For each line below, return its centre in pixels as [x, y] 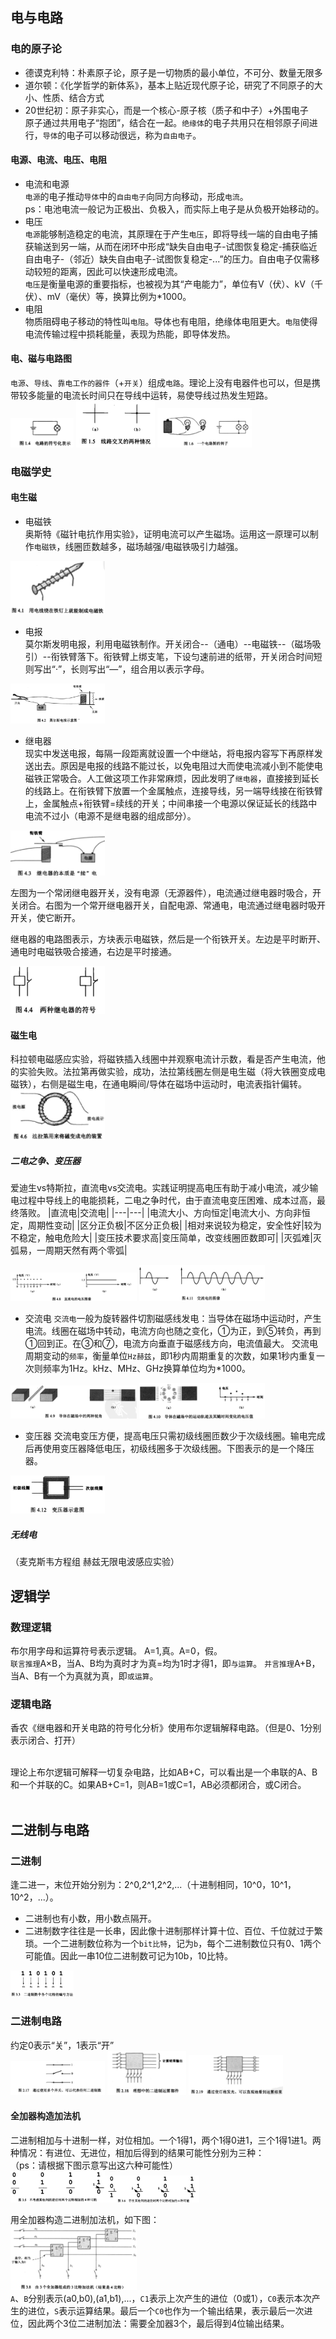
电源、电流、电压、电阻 [58, 160]
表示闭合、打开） [45, 1740]
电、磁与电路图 [41, 359]
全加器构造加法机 [45, 2116]
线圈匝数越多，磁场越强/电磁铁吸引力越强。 [154, 546]
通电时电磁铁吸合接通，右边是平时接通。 [93, 952]
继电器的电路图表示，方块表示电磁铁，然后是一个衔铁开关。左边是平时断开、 [168, 939]
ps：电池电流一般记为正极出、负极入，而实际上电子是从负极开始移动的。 [174, 209]
